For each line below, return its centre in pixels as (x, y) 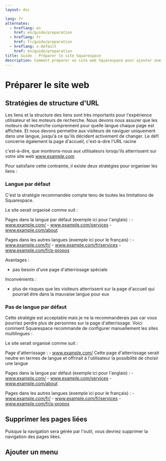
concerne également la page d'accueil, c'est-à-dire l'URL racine (71, 142)
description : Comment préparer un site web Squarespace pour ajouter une (83, 60)
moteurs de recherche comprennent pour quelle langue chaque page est (80, 126)
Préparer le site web (47, 85)
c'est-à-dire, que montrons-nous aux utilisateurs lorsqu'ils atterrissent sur (81, 151)
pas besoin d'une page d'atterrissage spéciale (60, 269)
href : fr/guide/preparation (43, 42)
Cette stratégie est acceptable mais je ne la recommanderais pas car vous (81, 317)
